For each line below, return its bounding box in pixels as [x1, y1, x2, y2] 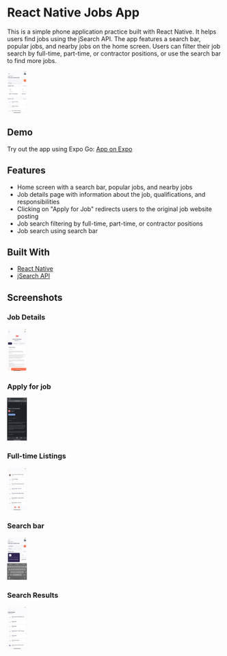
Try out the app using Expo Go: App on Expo [7, 145, 133, 153]
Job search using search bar [16, 226, 98, 234]
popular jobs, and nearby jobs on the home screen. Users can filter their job [7, 42, 221, 50]
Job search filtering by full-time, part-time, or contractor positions [16, 219, 203, 228]
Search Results [7, 590, 59, 600]
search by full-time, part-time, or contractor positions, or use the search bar [7, 49, 221, 58]
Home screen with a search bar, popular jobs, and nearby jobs [16, 183, 193, 191]
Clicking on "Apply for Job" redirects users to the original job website [16, 204, 212, 213]
